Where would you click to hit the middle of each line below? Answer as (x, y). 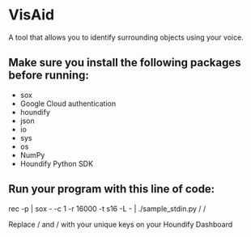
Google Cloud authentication (68, 104)
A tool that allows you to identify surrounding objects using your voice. (126, 37)
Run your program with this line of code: (112, 189)
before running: (49, 76)
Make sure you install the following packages (125, 63)
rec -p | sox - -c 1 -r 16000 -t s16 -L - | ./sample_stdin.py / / (107, 209)
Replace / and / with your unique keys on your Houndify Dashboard (121, 224)
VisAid (32, 15)
